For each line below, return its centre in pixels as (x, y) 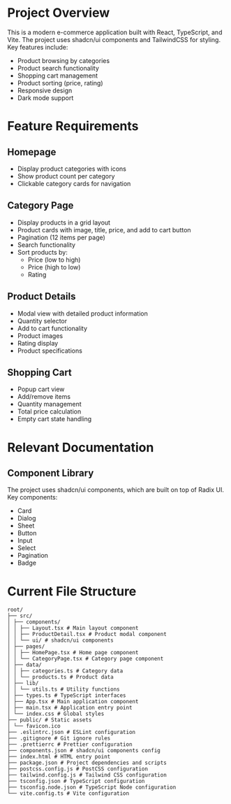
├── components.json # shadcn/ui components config (84, 751)
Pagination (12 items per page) (61, 237)
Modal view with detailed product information (82, 313)
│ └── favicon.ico (34, 726)
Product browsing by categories (64, 60)
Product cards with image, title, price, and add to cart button (104, 230)
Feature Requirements (73, 126)
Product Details (42, 296)
